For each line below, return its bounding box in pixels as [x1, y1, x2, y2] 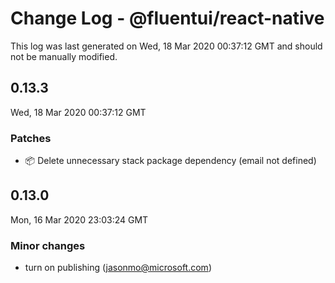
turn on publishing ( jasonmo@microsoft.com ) [24, 262, 212, 274]
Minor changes [10, 238, 86, 252]
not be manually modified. [10, 50, 118, 62]
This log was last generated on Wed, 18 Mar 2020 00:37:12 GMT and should [10, 40, 323, 52]
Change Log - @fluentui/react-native [10, 7, 325, 30]
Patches [10, 131, 52, 145]
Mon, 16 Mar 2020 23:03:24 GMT [10, 213, 149, 226]
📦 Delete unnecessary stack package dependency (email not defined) [24, 155, 317, 167]
